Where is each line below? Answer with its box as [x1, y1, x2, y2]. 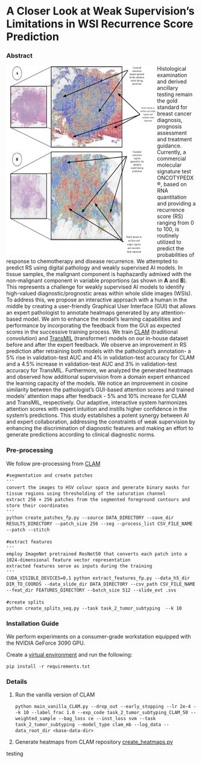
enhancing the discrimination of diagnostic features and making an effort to [6, 425, 194, 432]
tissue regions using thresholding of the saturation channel [6, 491, 166, 497]
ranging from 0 [157, 219, 194, 227]
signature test [157, 168, 192, 175]
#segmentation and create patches [6, 472, 93, 478]
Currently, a [157, 149, 186, 156]
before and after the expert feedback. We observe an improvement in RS [6, 341, 187, 349]
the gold [157, 97, 178, 105]
